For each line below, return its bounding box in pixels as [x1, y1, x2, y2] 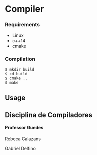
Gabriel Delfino [5, 145, 36, 151]
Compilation [5, 56, 36, 63]
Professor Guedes [5, 125, 44, 131]
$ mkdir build [5, 67, 35, 72]
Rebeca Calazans [5, 136, 41, 142]
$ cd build [5, 71, 28, 76]
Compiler [5, 3, 44, 15]
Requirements [5, 21, 40, 28]
